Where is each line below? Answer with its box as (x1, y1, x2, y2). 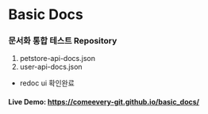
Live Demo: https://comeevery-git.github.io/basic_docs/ (8, 97, 200, 107)
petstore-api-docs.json (19, 54, 95, 63)
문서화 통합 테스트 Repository (8, 36, 117, 47)
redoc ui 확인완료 (19, 78, 75, 88)
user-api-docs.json (19, 62, 83, 72)
